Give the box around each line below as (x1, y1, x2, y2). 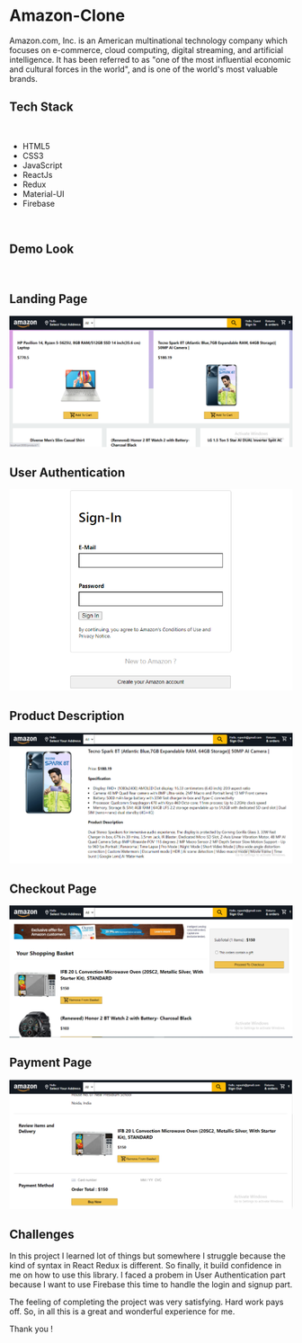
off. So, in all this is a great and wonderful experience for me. (9, 1306, 235, 1317)
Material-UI (22, 188, 65, 199)
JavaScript (22, 159, 63, 171)
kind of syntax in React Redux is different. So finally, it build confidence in (9, 1260, 281, 1271)
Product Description (9, 708, 125, 724)
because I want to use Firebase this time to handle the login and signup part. (9, 1279, 293, 1290)
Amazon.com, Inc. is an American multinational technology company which (9, 35, 288, 46)
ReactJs (22, 169, 53, 180)
